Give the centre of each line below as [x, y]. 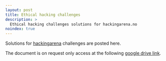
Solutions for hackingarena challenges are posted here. [63, 43]
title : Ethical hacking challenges [43, 15]
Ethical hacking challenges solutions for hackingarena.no [74, 24]
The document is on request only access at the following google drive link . [83, 53]
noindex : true [20, 29]
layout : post [19, 10]
